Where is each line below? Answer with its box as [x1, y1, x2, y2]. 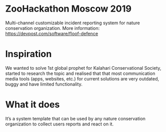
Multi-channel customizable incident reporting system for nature [5, 20, 140, 26]
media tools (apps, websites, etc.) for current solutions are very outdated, [5, 75, 159, 81]
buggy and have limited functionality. [5, 81, 83, 87]
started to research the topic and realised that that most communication [5, 70, 156, 76]
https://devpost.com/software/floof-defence [5, 30, 98, 36]
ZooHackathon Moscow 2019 [5, 3, 132, 15]
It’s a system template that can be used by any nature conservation [5, 115, 146, 121]
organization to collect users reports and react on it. [5, 121, 114, 127]
